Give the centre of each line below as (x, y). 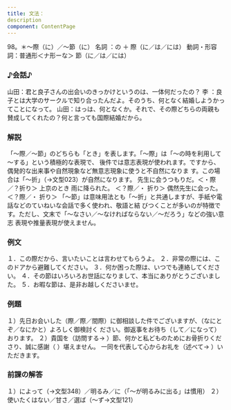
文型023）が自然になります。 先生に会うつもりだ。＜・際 (134, 179)
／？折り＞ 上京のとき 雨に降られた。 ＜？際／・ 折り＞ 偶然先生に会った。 (114, 188)
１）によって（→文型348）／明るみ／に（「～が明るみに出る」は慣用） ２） (115, 391)
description (24, 20)
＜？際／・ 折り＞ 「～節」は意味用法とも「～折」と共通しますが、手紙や (112, 196)
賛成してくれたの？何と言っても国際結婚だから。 (76, 118)
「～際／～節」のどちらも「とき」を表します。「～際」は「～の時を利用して (114, 153)
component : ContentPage (41, 26)
